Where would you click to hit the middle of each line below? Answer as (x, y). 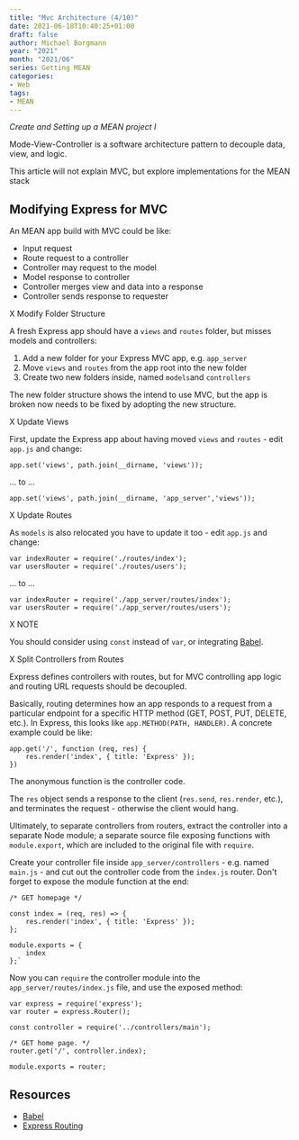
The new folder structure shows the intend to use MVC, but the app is (139, 395)
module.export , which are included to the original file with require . (132, 845)
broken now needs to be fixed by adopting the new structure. (123, 404)
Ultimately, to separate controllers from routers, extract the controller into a (149, 826)
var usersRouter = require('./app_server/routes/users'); (120, 608)
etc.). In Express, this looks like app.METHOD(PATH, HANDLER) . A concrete (141, 723)
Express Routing (53, 1126)
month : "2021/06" (42, 59)
